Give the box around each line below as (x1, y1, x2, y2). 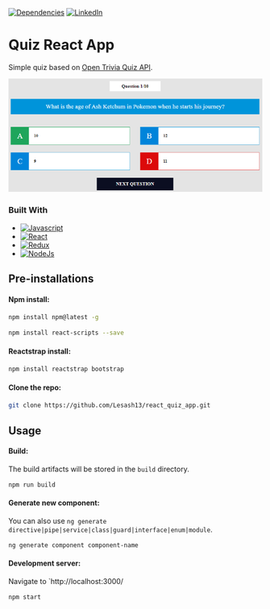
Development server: (8, 558, 81, 568)
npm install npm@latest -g (8, 313, 99, 321)
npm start (8, 593, 42, 601)
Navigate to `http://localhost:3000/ (8, 576, 123, 586)
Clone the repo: (8, 383, 62, 392)
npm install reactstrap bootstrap (8, 365, 125, 374)
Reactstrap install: (8, 346, 71, 356)
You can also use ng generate (8, 516, 107, 525)
